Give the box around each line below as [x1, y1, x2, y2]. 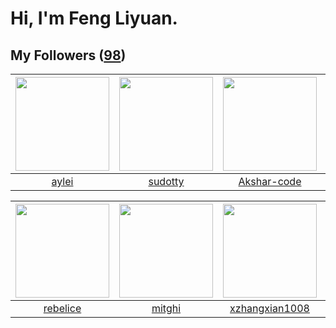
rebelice [43, 302, 82, 315]
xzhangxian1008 [229, 302, 310, 315]
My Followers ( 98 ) [10, 47, 127, 64]
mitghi [151, 302, 182, 315]
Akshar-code [238, 175, 302, 188]
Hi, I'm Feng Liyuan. [10, 7, 178, 30]
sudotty [148, 175, 185, 188]
